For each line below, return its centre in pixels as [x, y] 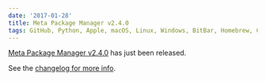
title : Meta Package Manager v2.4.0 [68, 23]
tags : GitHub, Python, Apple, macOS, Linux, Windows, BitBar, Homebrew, [131, 30]
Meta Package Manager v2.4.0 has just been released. [97, 53]
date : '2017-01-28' [40, 15]
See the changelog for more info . [62, 68]
